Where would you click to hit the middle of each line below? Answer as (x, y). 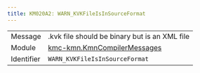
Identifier (26, 58)
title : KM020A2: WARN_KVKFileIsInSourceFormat (76, 14)
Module (24, 47)
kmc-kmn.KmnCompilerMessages (105, 47)
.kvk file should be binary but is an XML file (119, 36)
